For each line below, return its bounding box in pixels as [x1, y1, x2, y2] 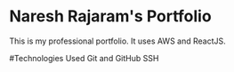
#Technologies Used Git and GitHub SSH [9, 52, 159, 63]
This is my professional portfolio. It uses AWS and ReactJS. [9, 36, 226, 46]
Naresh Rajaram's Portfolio [9, 6, 212, 27]
